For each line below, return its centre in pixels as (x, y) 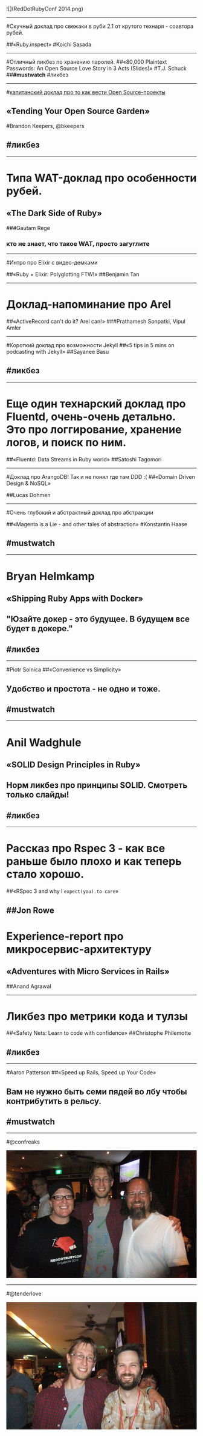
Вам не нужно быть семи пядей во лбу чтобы (97, 1092)
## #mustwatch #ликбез (37, 75)
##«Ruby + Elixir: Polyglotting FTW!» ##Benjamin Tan (73, 274)
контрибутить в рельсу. (54, 1101)
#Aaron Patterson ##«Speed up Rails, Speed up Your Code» (81, 1072)
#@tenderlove (24, 1293)
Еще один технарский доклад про (96, 404)
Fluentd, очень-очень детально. (91, 417)
